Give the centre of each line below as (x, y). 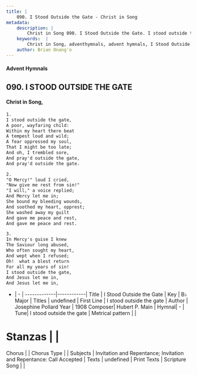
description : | (35, 28)
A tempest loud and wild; (38, 136)
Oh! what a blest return (38, 261)
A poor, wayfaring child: (38, 125)
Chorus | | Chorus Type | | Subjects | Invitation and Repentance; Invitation (95, 353)
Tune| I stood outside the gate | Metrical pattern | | (75, 313)
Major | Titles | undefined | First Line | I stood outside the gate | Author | (101, 301)
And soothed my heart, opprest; (45, 207)
